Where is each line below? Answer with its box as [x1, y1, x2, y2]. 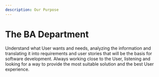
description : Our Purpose [5, 7, 59, 12]
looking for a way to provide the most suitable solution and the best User [5, 61, 154, 67]
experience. [5, 66, 30, 72]
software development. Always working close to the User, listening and [5, 56, 151, 62]
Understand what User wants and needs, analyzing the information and [5, 45, 152, 51]
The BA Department [5, 28, 89, 40]
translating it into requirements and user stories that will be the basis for [5, 50, 153, 56]
